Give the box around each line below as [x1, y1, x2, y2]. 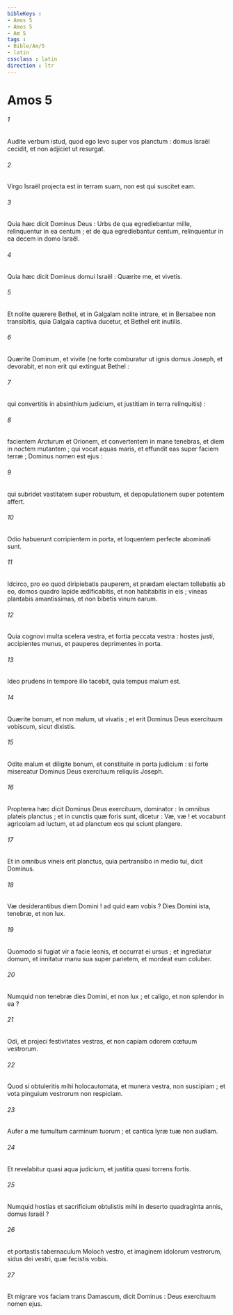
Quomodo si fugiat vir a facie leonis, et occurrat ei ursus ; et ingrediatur [7, 947, 212, 956]
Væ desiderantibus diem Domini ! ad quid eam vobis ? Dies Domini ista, [7, 902, 211, 910]
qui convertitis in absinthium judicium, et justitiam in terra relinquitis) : [7, 400, 206, 408]
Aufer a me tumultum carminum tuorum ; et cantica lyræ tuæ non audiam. [7, 1127, 218, 1136]
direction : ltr [7, 62, 54, 69]
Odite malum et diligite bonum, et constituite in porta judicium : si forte [7, 760, 209, 768]
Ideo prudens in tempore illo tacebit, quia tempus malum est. [7, 677, 181, 686]
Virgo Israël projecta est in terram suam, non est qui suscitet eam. [7, 182, 196, 190]
